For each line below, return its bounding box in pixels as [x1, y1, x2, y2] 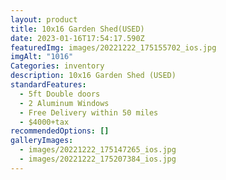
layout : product [10, 14, 78, 25]
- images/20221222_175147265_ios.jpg [19, 145, 177, 155]
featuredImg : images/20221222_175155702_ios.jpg [10, 42, 217, 53]
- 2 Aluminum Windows [19, 98, 110, 108]
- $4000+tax [19, 117, 70, 127]
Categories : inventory [10, 61, 105, 71]
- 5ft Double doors [19, 89, 101, 99]
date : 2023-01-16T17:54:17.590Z [10, 33, 145, 43]
